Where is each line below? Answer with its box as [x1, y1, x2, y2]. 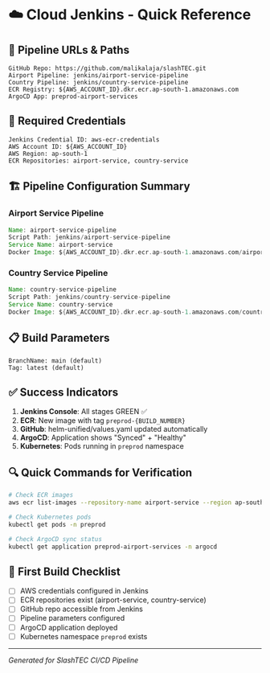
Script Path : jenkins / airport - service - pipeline [8, 233, 171, 241]
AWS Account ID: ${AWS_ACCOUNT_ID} [8, 142, 128, 150]
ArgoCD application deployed [19, 622, 118, 632]
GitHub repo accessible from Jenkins [19, 604, 143, 614]
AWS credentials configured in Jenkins [19, 586, 149, 596]
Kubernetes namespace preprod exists [19, 631, 148, 641]
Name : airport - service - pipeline [8, 226, 117, 234]
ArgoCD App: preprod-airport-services [8, 92, 138, 101]
